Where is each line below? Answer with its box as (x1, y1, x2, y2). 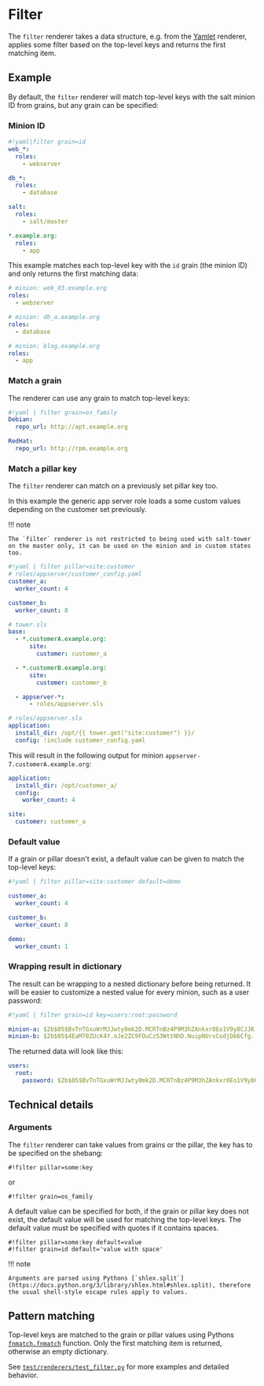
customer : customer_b (36, 679, 108, 687)
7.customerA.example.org (8, 760, 90, 769)
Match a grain (8, 376, 62, 387)
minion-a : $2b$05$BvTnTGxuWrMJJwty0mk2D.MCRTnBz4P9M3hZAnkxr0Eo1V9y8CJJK (8, 1025, 255, 1033)
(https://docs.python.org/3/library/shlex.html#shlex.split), (8, 1281, 216, 1289)
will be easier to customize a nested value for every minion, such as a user (8, 987, 250, 997)
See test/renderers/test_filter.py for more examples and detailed (8, 1362, 229, 1372)
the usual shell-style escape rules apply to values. (8, 1288, 189, 1296)
